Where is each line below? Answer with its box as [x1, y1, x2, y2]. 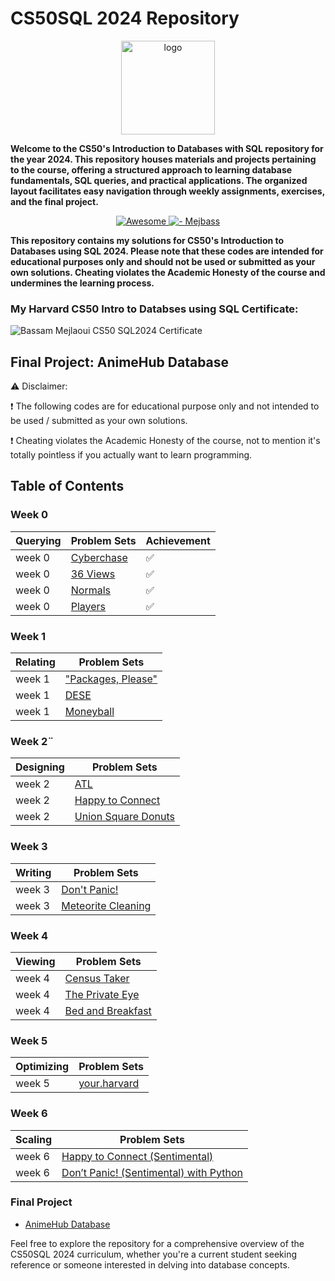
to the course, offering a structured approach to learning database [10, 163, 293, 176]
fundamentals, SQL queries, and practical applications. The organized [10, 174, 308, 186]
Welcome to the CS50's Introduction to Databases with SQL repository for [10, 142, 324, 154]
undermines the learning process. [10, 277, 155, 289]
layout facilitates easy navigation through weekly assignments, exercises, [10, 185, 325, 197]
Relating [15, 655, 56, 669]
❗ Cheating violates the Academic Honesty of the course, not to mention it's [10, 435, 321, 447]
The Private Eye [64, 987, 140, 1001]
